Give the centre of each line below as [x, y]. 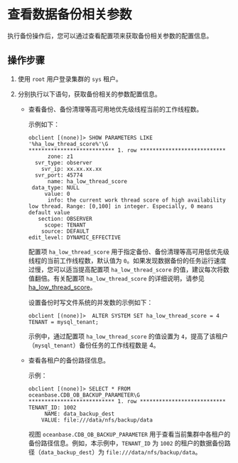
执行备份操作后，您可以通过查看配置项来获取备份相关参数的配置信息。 [110, 36]
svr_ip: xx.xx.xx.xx [72, 169]
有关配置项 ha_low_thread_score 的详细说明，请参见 [129, 278]
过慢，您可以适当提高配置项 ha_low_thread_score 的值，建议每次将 [126, 269]
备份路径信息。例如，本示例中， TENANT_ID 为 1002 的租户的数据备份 [126, 443]
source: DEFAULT [65, 231]
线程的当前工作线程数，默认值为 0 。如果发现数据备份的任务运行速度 [127, 260]
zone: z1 [60, 156]
